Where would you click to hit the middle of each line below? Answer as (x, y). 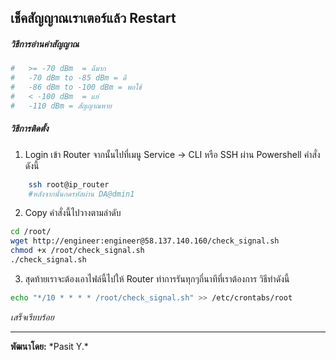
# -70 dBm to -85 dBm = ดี (68, 78)
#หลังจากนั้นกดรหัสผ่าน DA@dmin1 (81, 194)
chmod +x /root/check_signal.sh (77, 251)
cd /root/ (31, 232)
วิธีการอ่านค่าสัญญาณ (45, 43)
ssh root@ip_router (69, 184)
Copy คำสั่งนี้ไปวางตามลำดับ (73, 213)
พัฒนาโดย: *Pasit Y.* (49, 346)
